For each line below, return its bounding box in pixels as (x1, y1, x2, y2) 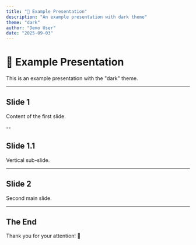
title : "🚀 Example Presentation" (6, 8, 87, 15)
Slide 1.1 (6, 141, 36, 151)
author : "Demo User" (6, 25, 57, 31)
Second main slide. (6, 194, 52, 202)
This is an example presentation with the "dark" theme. (6, 75, 138, 82)
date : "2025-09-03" (6, 30, 54, 36)
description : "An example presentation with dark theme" (6, 14, 148, 20)
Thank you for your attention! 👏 (6, 232, 81, 240)
